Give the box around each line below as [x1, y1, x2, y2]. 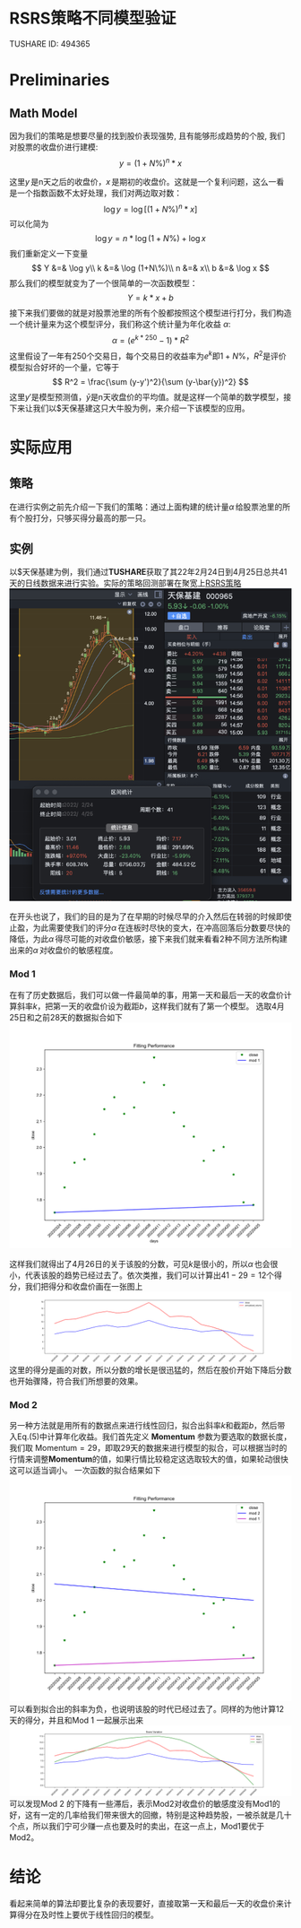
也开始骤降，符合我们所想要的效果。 [9, 1376, 143, 1386]
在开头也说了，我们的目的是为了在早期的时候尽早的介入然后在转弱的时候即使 [9, 911, 292, 922]
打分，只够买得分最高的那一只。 [32, 512, 150, 523]
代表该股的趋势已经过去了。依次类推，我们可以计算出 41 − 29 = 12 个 [24, 1270, 275, 1281]
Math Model [9, 105, 78, 121]
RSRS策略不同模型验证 [9, 8, 176, 29]
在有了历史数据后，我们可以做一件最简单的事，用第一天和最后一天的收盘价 [9, 989, 284, 1000]
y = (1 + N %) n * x [119, 156, 182, 169]
